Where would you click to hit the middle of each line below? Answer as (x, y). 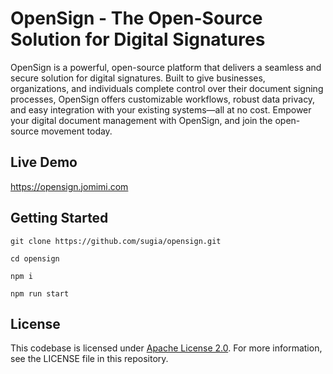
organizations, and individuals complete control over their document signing (167, 88)
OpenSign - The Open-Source (136, 18)
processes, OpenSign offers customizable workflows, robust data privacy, (163, 99)
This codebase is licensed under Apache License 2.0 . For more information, (166, 348)
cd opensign (35, 258)
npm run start (40, 293)
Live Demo (44, 162)
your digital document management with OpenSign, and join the (141, 120)
